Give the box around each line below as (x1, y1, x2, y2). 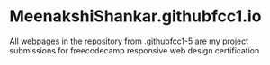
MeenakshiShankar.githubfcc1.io (9, 6, 262, 27)
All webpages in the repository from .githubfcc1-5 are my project (9, 36, 249, 46)
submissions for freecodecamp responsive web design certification (9, 45, 260, 55)
